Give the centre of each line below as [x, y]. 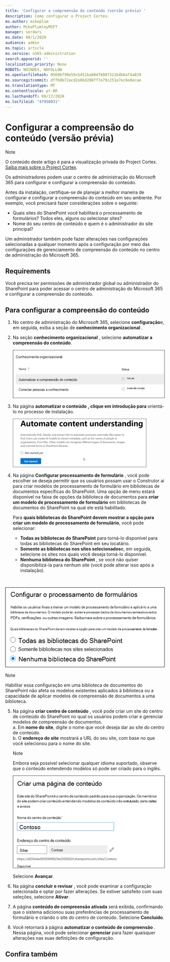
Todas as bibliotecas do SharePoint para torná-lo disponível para [89, 538]
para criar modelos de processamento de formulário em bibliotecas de [86, 486]
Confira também [32, 954]
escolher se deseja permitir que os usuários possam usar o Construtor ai [88, 480]
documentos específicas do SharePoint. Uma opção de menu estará [84, 491]
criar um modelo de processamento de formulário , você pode [78, 523]
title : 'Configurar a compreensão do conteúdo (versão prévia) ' [75, 11]
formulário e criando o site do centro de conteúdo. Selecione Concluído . [88, 917]
